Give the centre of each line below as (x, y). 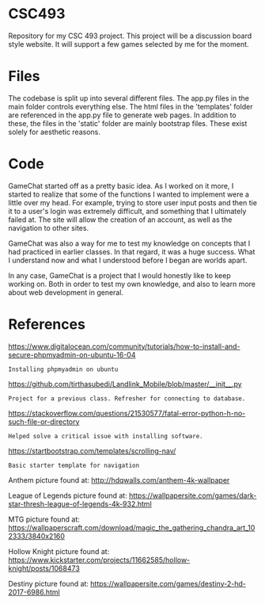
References (47, 324)
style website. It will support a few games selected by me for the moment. (129, 44)
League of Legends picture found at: (68, 495)
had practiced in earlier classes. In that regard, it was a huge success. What (132, 251)
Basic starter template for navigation (74, 465)
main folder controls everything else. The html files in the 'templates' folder (131, 106)
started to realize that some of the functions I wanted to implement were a (129, 194)
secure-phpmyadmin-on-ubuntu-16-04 (72, 354)
